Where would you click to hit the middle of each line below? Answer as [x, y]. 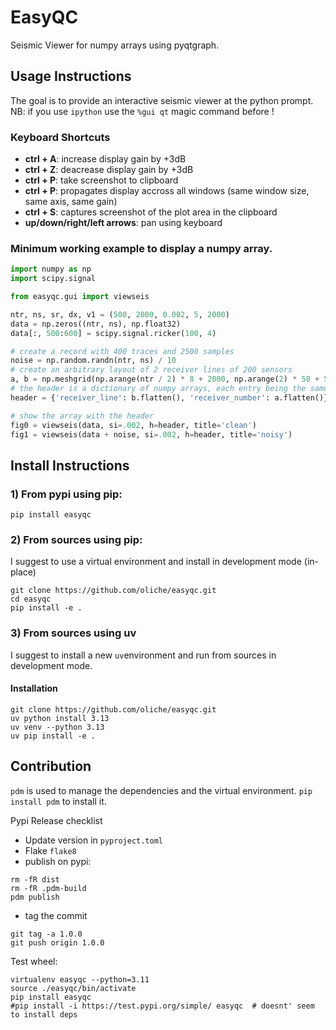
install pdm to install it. [58, 801]
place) [23, 572]
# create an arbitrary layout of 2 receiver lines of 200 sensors [151, 370]
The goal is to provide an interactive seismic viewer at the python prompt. [162, 100]
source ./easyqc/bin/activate [73, 988]
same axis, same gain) [71, 202]
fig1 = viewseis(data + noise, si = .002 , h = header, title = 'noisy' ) [151, 434]
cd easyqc [31, 599]
